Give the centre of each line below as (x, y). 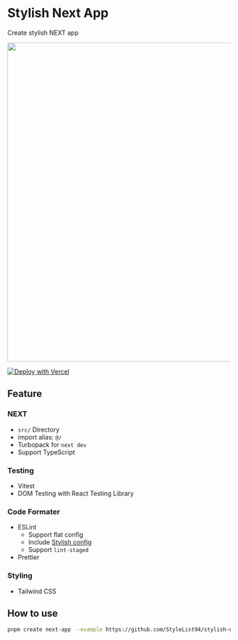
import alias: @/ (40, 437)
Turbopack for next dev (52, 444)
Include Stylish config (60, 542)
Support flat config (56, 535)
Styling (20, 576)
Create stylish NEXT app (43, 33)
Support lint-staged (58, 550)
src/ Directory (39, 430)
